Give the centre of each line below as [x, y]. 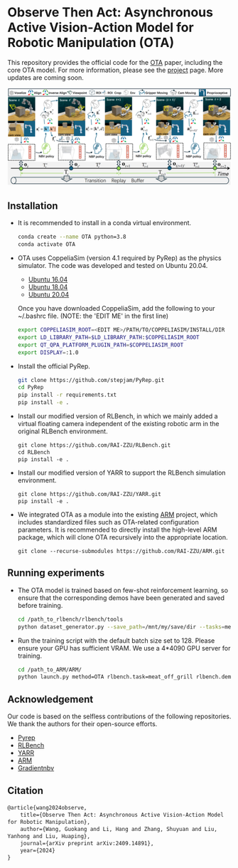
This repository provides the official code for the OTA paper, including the [115, 62]
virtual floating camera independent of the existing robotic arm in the [118, 424]
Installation [33, 206]
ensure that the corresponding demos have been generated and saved [121, 598]
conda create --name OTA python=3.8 [72, 237]
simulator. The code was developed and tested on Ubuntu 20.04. [113, 265]
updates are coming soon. [45, 77]
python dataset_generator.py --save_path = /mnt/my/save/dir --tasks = [121, 627]
